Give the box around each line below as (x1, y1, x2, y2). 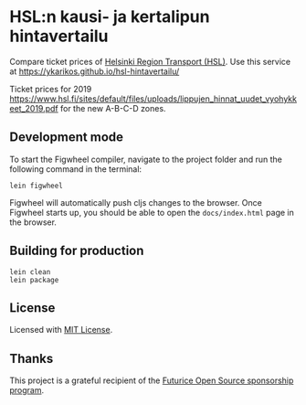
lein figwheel (9, 181, 64, 190)
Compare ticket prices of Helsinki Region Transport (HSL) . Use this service (9, 56, 290, 67)
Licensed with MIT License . (9, 325, 113, 336)
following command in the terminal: (9, 163, 142, 175)
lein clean (9, 267, 51, 276)
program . (9, 385, 45, 396)
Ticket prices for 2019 (9, 83, 92, 94)
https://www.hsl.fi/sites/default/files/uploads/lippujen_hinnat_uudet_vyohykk (9, 93, 297, 104)
